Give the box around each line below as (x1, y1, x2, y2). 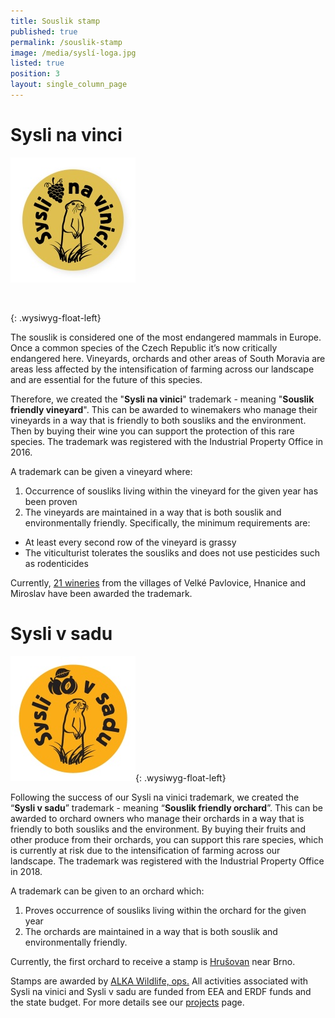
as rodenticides (24, 557, 89, 569)
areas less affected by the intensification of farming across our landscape (10, 363, 315, 375)
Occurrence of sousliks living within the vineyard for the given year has (24, 485, 319, 497)
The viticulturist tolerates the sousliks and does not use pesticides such (24, 546, 321, 559)
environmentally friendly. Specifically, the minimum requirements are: (24, 516, 311, 529)
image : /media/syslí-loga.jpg (10, 48, 137, 58)
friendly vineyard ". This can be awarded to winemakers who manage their (10, 403, 318, 415)
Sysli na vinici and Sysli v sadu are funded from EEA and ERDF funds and (10, 985, 312, 997)
